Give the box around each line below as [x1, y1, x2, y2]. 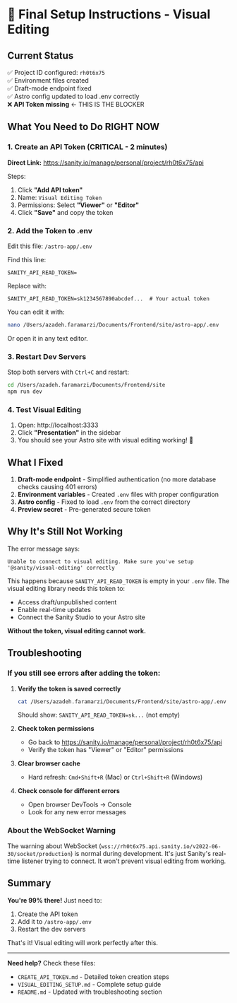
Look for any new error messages [28, 808, 127, 816]
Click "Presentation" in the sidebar [17, 428, 121, 437]
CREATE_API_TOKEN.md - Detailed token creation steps [17, 972, 169, 981]
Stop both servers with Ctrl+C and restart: [7, 368, 129, 377]
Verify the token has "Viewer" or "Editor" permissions [28, 746, 184, 754]
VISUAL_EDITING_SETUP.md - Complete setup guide [17, 980, 162, 988]
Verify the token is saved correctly [17, 684, 121, 693]
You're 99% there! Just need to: [7, 896, 102, 904]
